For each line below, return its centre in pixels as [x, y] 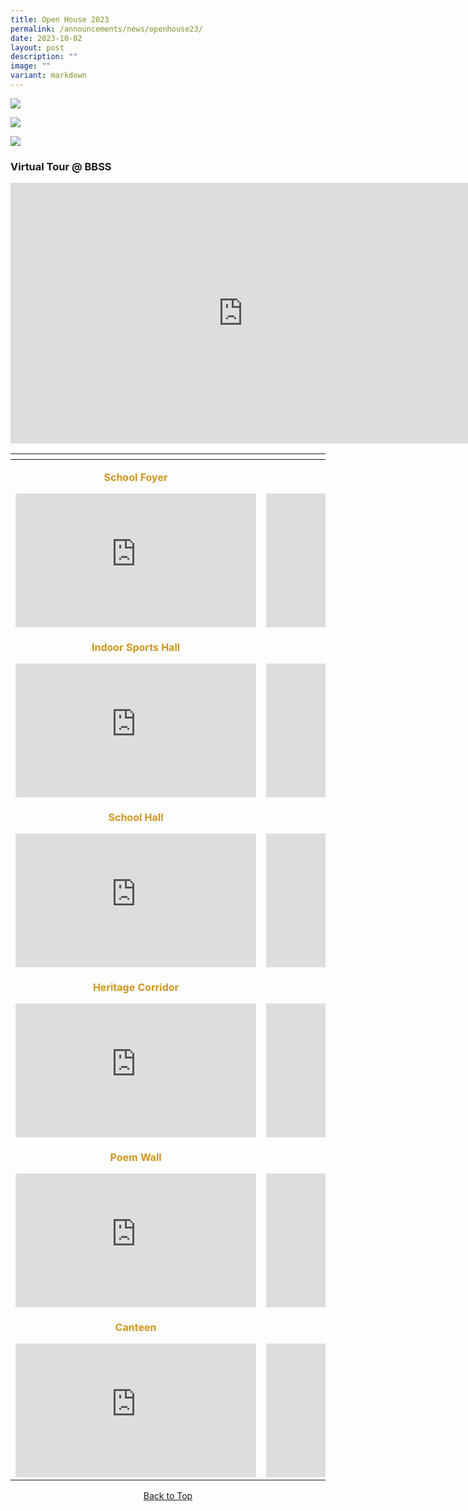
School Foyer [135, 478]
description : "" [44, 57]
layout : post [37, 47]
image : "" [31, 66]
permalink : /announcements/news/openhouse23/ [106, 29]
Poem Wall [135, 1158]
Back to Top [168, 1496]
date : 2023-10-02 [46, 38]
